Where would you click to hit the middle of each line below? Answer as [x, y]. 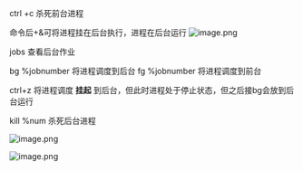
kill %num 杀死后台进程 [53, 121]
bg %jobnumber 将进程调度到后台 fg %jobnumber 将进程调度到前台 [136, 71]
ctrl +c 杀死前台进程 [47, 13]
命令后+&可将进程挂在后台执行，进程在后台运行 [98, 33]
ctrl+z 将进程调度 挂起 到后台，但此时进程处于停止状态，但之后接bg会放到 [148, 90]
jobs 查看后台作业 [42, 52]
